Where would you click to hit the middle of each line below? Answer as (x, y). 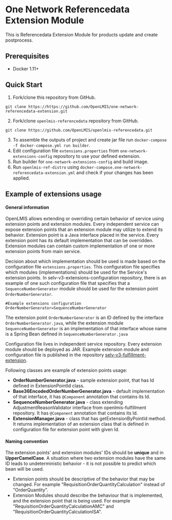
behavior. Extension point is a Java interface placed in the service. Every (82, 235)
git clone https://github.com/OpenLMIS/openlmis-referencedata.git (79, 130)
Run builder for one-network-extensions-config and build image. (81, 162)
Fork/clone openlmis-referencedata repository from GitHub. (76, 121)
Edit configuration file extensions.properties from (66, 151)
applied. (21, 178)
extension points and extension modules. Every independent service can (82, 224)
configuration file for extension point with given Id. (66, 429)
